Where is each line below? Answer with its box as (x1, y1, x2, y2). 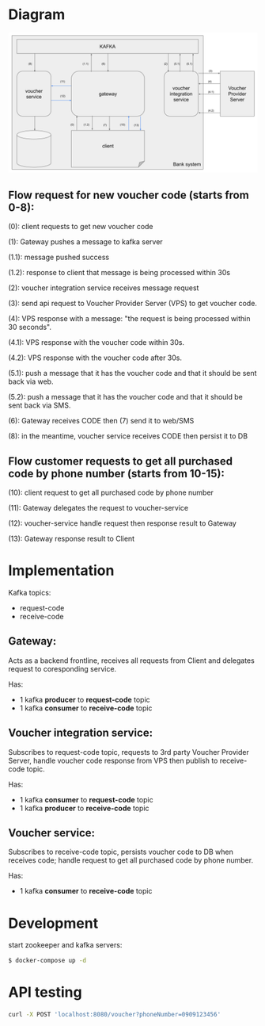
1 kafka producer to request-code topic (19, 695, 150, 704)
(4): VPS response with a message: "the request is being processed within (8, 314, 251, 323)
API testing (8, 983, 82, 1001)
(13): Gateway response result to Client (8, 534, 135, 544)
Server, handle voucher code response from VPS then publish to (8, 756, 218, 765)
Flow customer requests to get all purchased (8, 454, 233, 468)
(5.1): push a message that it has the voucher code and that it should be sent (8, 369, 257, 378)
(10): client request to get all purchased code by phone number (8, 488, 214, 497)
